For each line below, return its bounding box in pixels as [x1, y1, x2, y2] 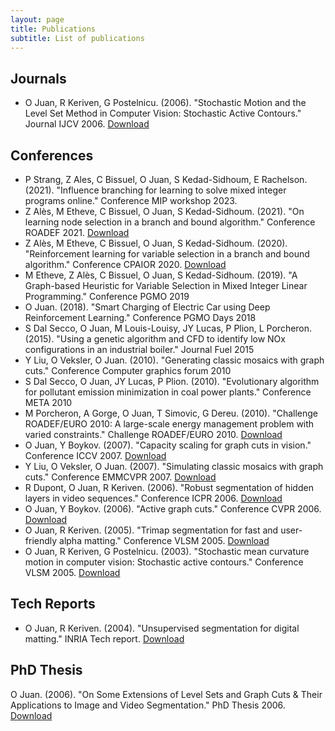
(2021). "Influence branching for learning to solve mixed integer [24, 184, 287, 196]
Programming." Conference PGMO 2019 [24, 291, 190, 302]
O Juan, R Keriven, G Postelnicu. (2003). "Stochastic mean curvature [24, 546, 310, 557]
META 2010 [24, 397, 73, 408]
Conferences [10, 147, 94, 164]
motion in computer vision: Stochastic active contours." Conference [24, 556, 304, 568]
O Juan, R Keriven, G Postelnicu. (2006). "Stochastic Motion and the [24, 97, 307, 109]
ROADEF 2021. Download [24, 227, 130, 238]
